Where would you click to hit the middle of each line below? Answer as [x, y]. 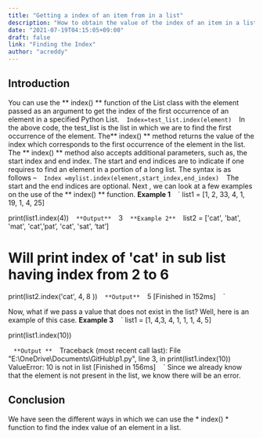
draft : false [29, 37]
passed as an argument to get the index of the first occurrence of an [119, 111]
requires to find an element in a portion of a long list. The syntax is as [120, 169]
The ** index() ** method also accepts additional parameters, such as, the [128, 152]
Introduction [39, 84]
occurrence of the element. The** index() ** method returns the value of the [131, 136]
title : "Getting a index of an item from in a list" [96, 15]
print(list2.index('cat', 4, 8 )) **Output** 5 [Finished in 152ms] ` [117, 296]
